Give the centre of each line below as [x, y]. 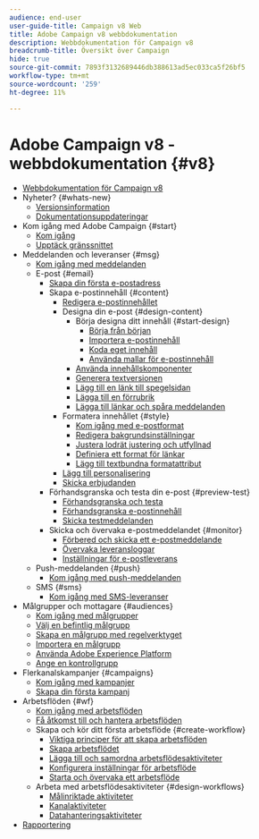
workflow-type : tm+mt [50, 76]
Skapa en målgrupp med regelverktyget [109, 635]
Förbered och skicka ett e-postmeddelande [142, 540]
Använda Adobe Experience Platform [104, 654]
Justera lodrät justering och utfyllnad [143, 445]
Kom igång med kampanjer [85, 682]
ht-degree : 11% [38, 92]
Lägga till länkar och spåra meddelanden [150, 407]
